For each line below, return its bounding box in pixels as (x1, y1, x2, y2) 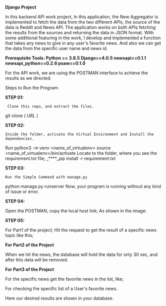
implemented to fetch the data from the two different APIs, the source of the (5, 19, 160, 25)
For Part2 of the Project (5, 242, 55, 247)
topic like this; (5, 233, 34, 238)
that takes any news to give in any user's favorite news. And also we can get (5, 40, 161, 46)
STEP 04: (5, 198, 25, 204)
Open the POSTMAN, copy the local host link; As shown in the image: (5, 208, 147, 214)
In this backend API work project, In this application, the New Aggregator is (5, 14, 159, 19)
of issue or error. (5, 188, 40, 194)
